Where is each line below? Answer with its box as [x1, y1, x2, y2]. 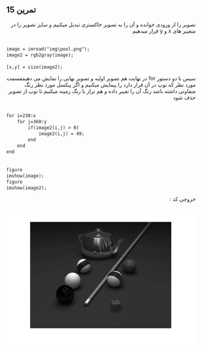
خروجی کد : [169, 195, 196, 202]
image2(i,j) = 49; [38, 131, 85, 137]
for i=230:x [6, 113, 36, 119]
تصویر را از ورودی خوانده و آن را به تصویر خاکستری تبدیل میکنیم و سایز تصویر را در [11, 20, 196, 28]
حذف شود [173, 93, 196, 101]
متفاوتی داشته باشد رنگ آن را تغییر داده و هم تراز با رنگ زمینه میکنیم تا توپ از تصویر [8, 87, 196, 95]
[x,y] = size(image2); [6, 64, 63, 70]
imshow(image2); [6, 185, 47, 191]
